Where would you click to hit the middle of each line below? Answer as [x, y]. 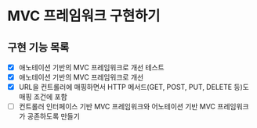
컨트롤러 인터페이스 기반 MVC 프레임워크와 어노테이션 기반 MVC [117, 107]
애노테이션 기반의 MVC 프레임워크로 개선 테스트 [92, 68]
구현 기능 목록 [38, 47]
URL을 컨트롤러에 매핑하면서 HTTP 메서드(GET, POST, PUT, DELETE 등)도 [134, 87]
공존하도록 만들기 [53, 116]
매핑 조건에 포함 [43, 97]
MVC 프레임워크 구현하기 [84, 16]
